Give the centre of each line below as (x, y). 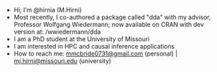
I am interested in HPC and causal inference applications (94, 46)
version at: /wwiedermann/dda (57, 32)
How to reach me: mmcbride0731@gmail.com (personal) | (95, 53)
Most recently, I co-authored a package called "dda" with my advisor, (112, 17)
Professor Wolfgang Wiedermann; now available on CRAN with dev (109, 24)
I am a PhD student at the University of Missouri (82, 39)
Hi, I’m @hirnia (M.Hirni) (48, 10)
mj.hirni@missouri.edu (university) (62, 61)
